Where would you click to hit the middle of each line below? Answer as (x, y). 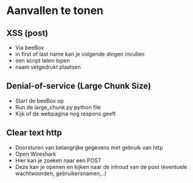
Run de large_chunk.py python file (58, 107)
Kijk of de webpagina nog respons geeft (65, 114)
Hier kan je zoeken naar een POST (58, 160)
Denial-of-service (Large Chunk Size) (79, 86)
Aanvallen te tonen (55, 11)
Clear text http (34, 133)
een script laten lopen (42, 60)
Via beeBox (30, 47)
